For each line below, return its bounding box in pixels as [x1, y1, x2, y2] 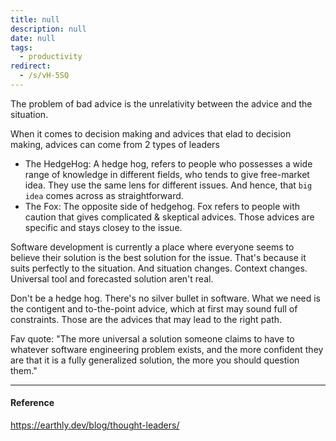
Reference [10, 397, 55, 409]
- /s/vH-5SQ [19, 71, 70, 81]
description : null [10, 24, 87, 34]
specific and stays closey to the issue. [24, 221, 183, 233]
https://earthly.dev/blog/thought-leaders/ [10, 419, 180, 431]
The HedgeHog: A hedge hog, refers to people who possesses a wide [24, 157, 313, 170]
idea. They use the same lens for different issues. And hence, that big [24, 179, 313, 191]
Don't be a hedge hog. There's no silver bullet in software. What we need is [10, 292, 322, 304]
